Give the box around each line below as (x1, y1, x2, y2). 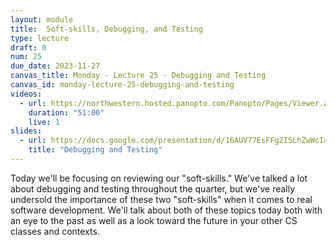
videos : (10, 89, 43, 99)
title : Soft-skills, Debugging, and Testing (10, 24, 203, 34)
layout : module (10, 14, 74, 25)
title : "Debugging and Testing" (28, 145, 163, 155)
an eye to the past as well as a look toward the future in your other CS (10, 214, 298, 226)
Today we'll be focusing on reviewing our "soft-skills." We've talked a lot (10, 172, 308, 184)
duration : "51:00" (28, 107, 105, 118)
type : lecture (10, 33, 70, 43)
